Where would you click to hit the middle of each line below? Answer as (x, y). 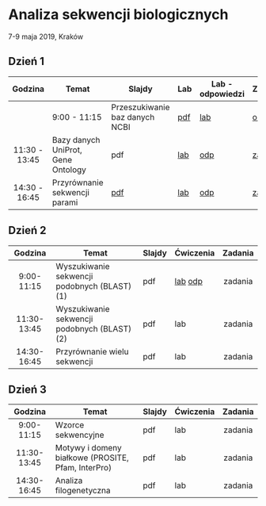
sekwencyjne (80, 435)
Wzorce (70, 425)
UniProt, (67, 150)
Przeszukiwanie (140, 107)
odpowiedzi (222, 94)
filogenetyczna (83, 491)
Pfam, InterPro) (84, 468)
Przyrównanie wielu (92, 351)
